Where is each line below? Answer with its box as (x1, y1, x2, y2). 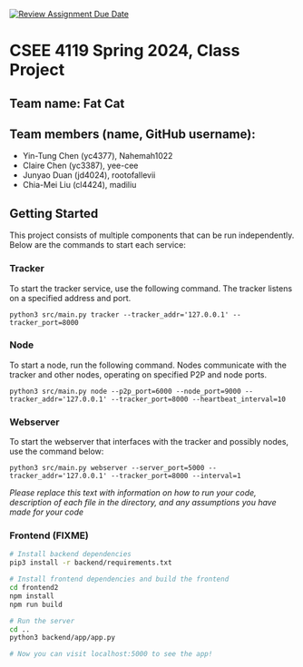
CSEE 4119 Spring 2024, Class (9, 41, 240, 61)
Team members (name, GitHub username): (9, 126, 256, 142)
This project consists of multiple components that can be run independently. (9, 230, 295, 240)
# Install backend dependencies (9, 550, 132, 559)
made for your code (9, 506, 84, 517)
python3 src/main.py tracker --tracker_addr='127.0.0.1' (9, 309, 230, 319)
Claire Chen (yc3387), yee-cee (22, 160, 139, 172)
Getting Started (9, 205, 99, 221)
